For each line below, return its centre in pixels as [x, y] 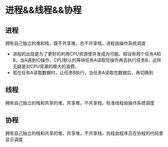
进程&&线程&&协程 [43, 10]
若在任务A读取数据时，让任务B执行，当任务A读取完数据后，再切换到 [83, 72]
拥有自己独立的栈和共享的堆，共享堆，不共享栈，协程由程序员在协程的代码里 [84, 133]
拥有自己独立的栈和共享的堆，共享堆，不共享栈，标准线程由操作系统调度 [80, 102]
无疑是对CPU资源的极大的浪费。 [46, 66]
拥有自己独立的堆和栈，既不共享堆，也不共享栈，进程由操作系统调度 [75, 43]
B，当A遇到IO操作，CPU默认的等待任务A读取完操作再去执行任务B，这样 [87, 60]
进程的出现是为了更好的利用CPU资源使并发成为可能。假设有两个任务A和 [87, 54]
